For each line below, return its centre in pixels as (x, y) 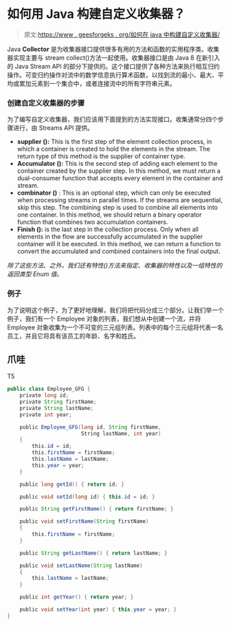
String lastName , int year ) (121, 433)
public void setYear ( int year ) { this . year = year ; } (98, 609)
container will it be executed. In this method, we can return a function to (119, 244)
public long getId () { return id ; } (72, 484)
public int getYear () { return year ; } (77, 597)
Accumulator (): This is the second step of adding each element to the (117, 164)
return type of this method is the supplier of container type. (101, 156)
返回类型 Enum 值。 (35, 274)
